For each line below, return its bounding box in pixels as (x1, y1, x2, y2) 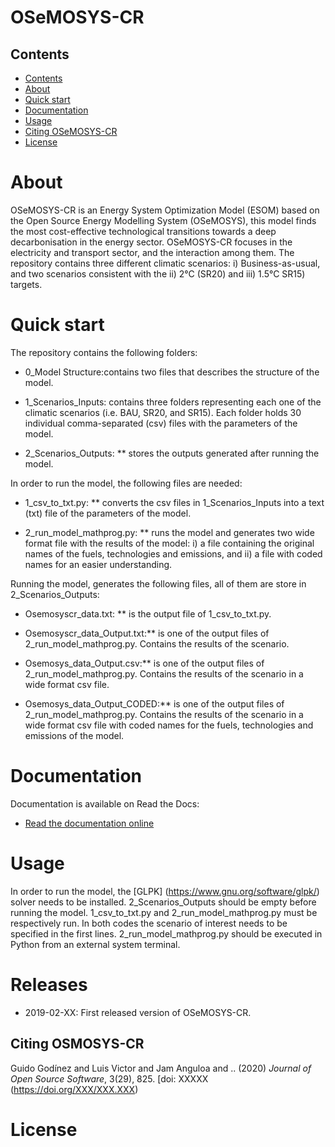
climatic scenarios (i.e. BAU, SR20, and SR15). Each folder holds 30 (24, 406, 302, 418)
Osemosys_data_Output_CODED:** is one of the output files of (24, 697, 285, 710)
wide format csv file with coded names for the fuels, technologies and (24, 719, 314, 731)
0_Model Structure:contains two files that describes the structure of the (24, 366, 320, 378)
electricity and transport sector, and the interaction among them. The (10, 246, 295, 258)
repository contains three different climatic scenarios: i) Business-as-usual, (10, 257, 321, 269)
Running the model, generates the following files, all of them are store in (10, 577, 307, 590)
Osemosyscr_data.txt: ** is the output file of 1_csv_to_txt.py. (24, 607, 272, 620)
